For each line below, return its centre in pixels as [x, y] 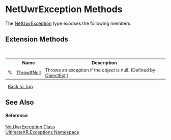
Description [104, 63]
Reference [17, 115]
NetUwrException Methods [64, 9]
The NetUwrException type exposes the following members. [68, 23]
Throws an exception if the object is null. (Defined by [100, 70]
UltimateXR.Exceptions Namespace [42, 132]
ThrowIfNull [28, 73]
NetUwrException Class [30, 127]
